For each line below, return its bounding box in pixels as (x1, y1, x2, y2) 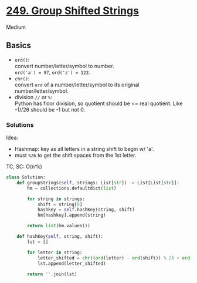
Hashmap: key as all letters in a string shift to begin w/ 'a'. (14, 146, 154, 153)
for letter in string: (27, 250, 83, 255)
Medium (6, 23, 26, 31)
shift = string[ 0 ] (37, 201, 83, 207)
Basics (6, 41, 31, 50)
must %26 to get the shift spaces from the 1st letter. (14, 151, 137, 159)
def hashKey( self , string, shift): (16, 234, 104, 240)
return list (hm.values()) (27, 223, 91, 229)
